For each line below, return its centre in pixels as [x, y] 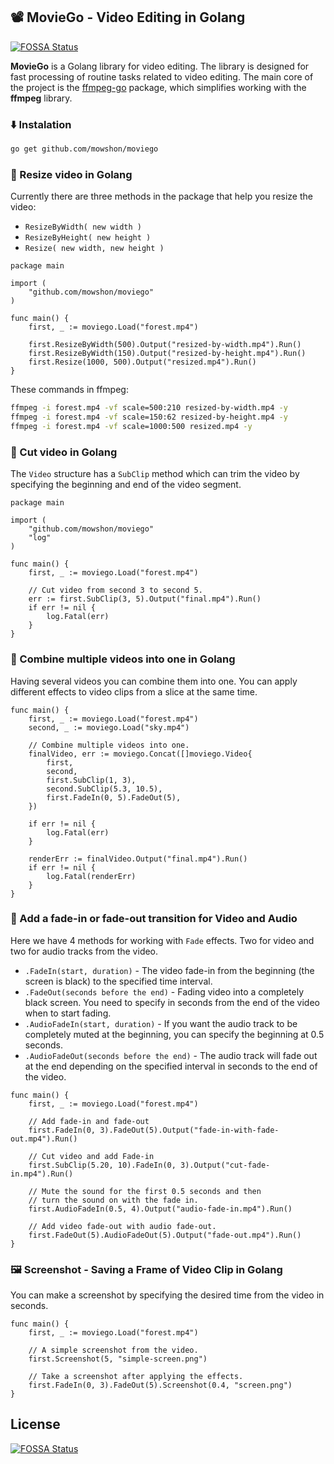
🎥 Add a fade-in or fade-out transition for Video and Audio [154, 919]
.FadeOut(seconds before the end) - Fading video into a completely [164, 991]
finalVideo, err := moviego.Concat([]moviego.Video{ [140, 754]
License [35, 1424]
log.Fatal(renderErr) [91, 876]
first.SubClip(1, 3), [91, 780]
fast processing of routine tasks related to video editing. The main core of [162, 76]
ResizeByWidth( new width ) [83, 227]
